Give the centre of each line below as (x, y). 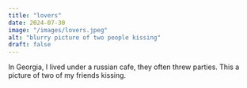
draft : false (30, 45)
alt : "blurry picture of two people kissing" (84, 37)
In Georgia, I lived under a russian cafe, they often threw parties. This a (124, 67)
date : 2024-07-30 (37, 23)
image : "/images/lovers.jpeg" (58, 30)
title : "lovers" (35, 15)
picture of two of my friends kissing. (67, 75)
